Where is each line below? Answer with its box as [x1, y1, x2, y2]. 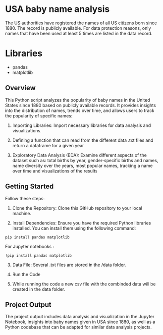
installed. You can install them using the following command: [12, 225, 136, 231]
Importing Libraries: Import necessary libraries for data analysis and [12, 122, 151, 128]
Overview [5, 84, 36, 92]
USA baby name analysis [5, 3, 110, 15]
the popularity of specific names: [5, 112, 73, 118]
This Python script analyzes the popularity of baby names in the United [5, 97, 150, 103]
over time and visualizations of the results [12, 167, 98, 174]
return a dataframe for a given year [12, 142, 84, 148]
